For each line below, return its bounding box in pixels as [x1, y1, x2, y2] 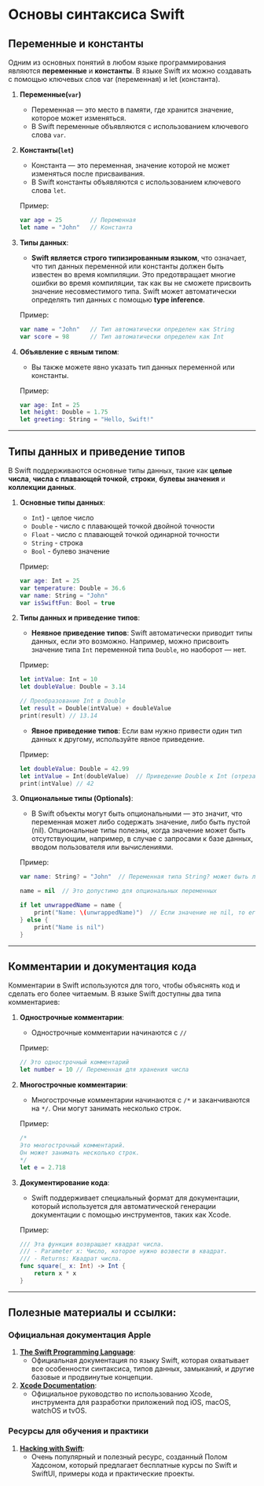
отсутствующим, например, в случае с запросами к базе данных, [31, 834, 254, 843]
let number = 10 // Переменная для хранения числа [19, 1065, 189, 1074]
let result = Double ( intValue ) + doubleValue [19, 705, 171, 713]
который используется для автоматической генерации [31, 1201, 216, 1210]
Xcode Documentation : [19, 1380, 97, 1391]
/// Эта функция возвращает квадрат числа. [19, 1240, 165, 1248]
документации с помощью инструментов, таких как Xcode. [31, 1210, 232, 1219]
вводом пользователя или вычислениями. [31, 843, 174, 852]
